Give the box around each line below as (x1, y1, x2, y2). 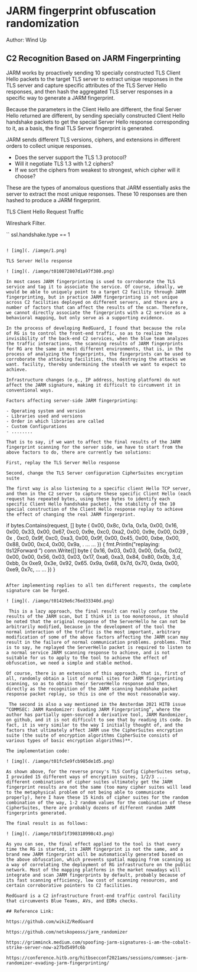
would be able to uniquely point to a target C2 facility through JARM (6, 289, 186, 295)
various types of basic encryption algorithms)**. (6, 737, 133, 743)
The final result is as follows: (6, 820, 88, 826)
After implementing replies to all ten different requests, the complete (6, 582, 192, 588)
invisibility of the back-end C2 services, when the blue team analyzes (6, 335, 189, 341)
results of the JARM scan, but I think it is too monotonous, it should (6, 613, 189, 619)
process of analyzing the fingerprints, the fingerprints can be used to (6, 351, 192, 357)
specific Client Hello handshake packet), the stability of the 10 (6, 501, 176, 507)
